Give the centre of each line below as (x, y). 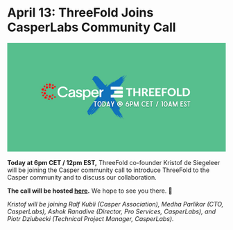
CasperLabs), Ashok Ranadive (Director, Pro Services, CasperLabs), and (112, 211)
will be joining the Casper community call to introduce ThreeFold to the (109, 170)
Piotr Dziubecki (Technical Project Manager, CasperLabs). (91, 218)
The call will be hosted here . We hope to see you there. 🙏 (90, 191)
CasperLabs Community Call (92, 27)
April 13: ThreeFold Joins (80, 13)
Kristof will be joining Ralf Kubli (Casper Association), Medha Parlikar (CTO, (115, 204)
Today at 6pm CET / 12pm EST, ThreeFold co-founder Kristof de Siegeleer (114, 162)
